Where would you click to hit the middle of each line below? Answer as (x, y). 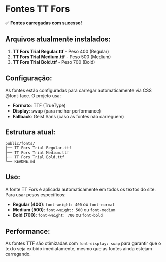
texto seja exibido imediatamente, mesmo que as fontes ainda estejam (79, 249)
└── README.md (20, 162)
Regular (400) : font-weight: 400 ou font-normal (64, 204)
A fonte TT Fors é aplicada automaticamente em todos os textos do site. (81, 189)
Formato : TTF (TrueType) (39, 105)
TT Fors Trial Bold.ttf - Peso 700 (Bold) (54, 62)
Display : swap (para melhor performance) (57, 111)
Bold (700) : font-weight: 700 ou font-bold (58, 215)
